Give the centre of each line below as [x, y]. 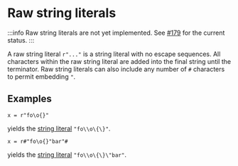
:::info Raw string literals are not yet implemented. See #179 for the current [116, 33]
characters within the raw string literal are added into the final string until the [119, 61]
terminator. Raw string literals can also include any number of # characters [116, 69]
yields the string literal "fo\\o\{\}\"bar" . [67, 155]
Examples [29, 99]
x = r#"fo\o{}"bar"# [38, 141]
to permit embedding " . [42, 77]
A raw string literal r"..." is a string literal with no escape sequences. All [114, 54]
